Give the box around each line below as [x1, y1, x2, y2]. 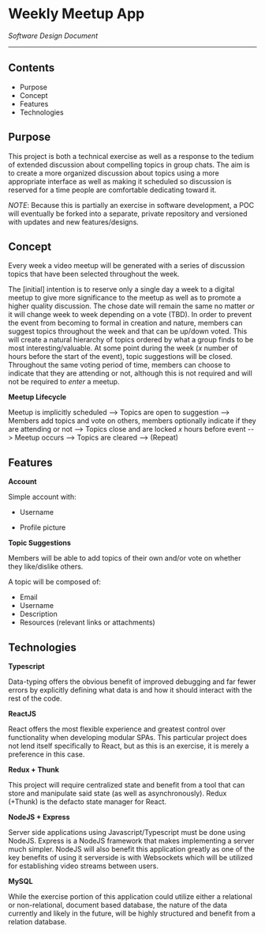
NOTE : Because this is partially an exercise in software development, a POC [8, 200, 255, 210]
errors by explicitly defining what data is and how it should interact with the [8, 686, 252, 694]
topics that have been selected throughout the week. [8, 270, 180, 279]
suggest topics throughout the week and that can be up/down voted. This [8, 327, 248, 336]
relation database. [8, 917, 67, 926]
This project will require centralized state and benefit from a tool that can [8, 780, 245, 789]
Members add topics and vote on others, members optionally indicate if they [8, 416, 256, 425]
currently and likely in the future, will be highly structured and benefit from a [8, 908, 256, 918]
